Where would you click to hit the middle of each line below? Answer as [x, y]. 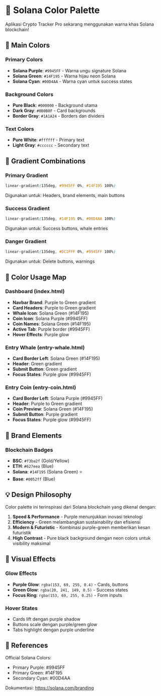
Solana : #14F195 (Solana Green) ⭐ [48, 472]
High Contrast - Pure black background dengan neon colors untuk [82, 538]
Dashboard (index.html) [35, 291]
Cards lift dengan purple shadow [46, 619]
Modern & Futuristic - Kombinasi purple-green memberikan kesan [81, 527]
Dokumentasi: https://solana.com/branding [50, 687]
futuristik [22, 533]
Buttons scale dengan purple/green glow [55, 624]
